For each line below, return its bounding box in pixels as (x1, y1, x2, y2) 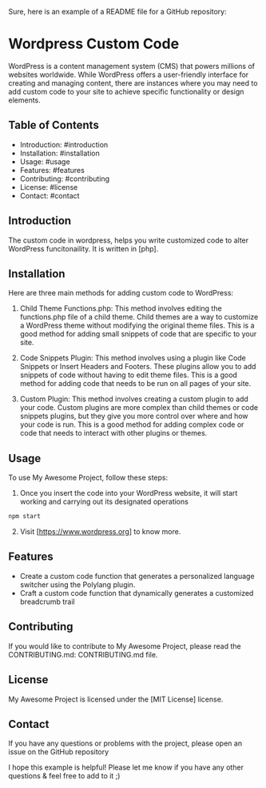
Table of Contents (8, 119, 100, 132)
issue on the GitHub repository (8, 747, 109, 757)
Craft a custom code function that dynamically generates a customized (19, 588, 254, 597)
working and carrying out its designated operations (19, 497, 189, 507)
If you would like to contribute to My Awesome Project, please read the (8, 641, 241, 651)
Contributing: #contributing (19, 174, 110, 183)
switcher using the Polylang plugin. (19, 580, 136, 589)
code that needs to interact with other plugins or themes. (19, 428, 208, 438)
